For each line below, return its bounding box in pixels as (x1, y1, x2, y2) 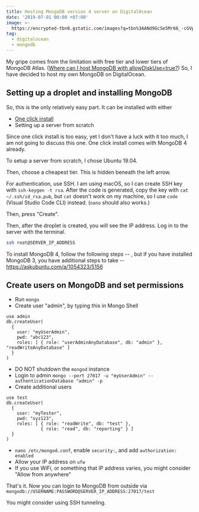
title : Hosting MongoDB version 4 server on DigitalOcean (6, 8, 152, 15)
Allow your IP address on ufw (14, 458, 85, 466)
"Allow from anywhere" (14, 471, 72, 478)
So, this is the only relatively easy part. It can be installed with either (6, 103, 172, 110)
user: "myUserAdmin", (17, 329, 70, 335)
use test (6, 395, 28, 401)
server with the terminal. (6, 228, 66, 235)
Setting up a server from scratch (14, 121, 94, 128)
